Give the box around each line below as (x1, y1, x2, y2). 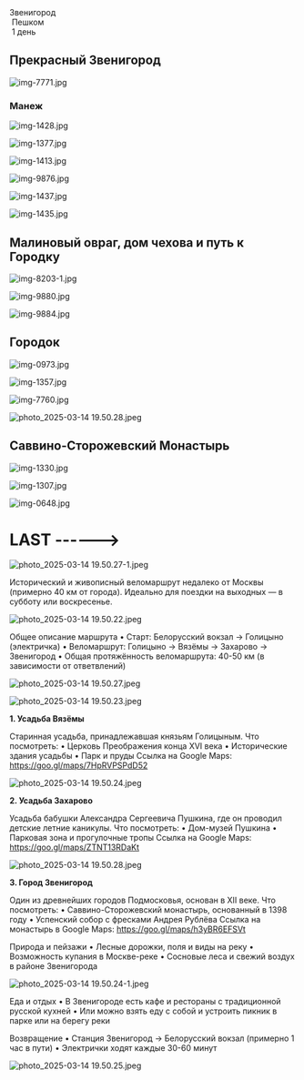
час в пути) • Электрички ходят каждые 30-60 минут (9, 1043, 218, 1054)
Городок (9, 335, 61, 350)
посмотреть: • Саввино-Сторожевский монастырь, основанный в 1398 (9, 904, 288, 915)
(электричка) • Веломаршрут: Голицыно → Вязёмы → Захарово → (9, 641, 269, 652)
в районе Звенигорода (9, 961, 98, 972)
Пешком (11, 16, 45, 27)
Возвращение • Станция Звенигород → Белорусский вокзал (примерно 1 (9, 1033, 295, 1044)
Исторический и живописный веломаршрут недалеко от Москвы (9, 577, 264, 588)
